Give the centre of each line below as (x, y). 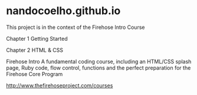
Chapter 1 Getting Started (37, 38)
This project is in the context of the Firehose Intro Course (75, 27)
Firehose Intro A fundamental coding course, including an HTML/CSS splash (99, 61)
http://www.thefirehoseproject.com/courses (60, 85)
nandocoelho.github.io (63, 11)
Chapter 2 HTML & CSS (35, 50)
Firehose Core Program (35, 74)
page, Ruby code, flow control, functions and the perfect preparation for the (98, 68)
